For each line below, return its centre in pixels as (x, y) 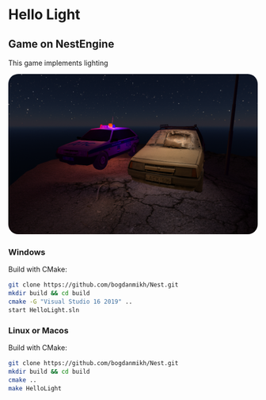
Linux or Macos (38, 330)
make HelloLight (35, 388)
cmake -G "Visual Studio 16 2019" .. (70, 302)
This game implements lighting (58, 63)
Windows (27, 252)
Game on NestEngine (61, 44)
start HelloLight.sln (44, 310)
